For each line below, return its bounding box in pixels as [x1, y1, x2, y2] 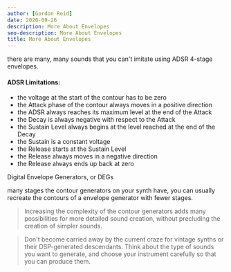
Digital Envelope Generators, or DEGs [7, 173, 114, 181]
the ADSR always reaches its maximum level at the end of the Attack [17, 108, 212, 116]
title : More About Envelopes [7, 36, 91, 43]
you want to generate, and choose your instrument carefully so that [24, 250, 216, 258]
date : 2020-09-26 [7, 17, 57, 24]
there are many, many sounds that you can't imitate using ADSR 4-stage [7, 55, 213, 63]
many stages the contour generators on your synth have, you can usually [7, 186, 216, 194]
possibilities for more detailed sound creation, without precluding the [24, 215, 221, 223]
